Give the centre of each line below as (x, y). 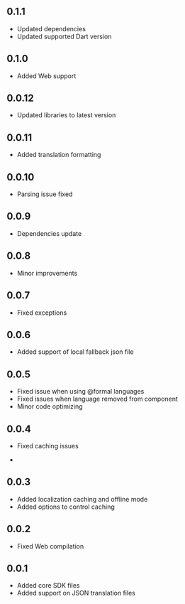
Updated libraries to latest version (66, 115)
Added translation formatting (59, 155)
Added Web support (46, 76)
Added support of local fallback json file (75, 352)
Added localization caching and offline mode (82, 499)
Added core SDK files (48, 586)
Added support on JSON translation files (76, 593)
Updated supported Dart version (64, 36)
